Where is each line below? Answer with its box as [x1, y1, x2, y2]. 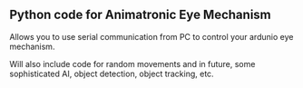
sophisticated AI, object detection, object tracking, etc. [9, 68, 215, 79]
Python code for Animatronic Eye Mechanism [9, 7, 272, 23]
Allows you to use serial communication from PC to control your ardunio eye [9, 31, 294, 42]
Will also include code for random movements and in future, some [9, 58, 256, 69]
